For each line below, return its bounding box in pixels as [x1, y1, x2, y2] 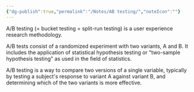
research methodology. [6, 31, 63, 38]
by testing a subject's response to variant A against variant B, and [6, 73, 166, 80]
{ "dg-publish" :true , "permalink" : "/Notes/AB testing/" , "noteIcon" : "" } [6, 8, 181, 15]
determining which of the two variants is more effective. [6, 79, 142, 86]
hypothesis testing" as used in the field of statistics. [6, 55, 132, 62]
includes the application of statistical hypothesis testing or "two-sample [6, 48, 181, 56]
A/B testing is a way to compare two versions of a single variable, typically [6, 66, 187, 74]
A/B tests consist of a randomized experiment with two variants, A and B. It [6, 42, 189, 50]
